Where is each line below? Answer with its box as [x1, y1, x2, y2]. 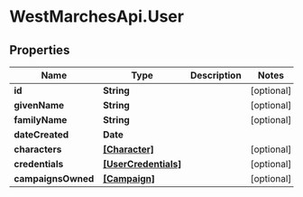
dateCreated [14, 128, 69, 141]
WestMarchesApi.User [9, 6, 185, 27]
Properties [9, 42, 70, 58]
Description [189, 70, 242, 81]
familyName [14, 114, 68, 126]
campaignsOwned [14, 173, 95, 184]
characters [14, 143, 62, 155]
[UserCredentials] [102, 158, 182, 170]
